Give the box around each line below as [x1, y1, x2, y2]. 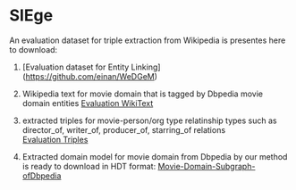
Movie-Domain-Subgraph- [157, 161, 256, 171]
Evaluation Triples [21, 134, 89, 145]
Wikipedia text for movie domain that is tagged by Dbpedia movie [21, 88, 264, 99]
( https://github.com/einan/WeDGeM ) [21, 70, 158, 81]
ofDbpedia [21, 170, 62, 181]
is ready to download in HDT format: [21, 161, 156, 171]
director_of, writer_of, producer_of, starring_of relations [21, 124, 226, 135]
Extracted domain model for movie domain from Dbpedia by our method [21, 151, 288, 161]
